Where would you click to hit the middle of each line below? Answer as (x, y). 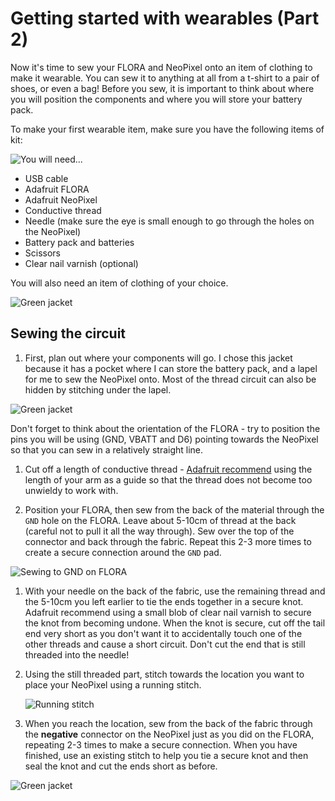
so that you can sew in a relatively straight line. (107, 449)
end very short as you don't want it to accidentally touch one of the (163, 633)
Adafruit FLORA (57, 189)
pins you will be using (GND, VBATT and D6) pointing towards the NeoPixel (164, 439)
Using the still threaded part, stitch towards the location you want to (164, 674)
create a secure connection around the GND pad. (123, 552)
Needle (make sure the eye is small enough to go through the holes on (169, 221)
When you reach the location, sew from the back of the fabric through (168, 723)
